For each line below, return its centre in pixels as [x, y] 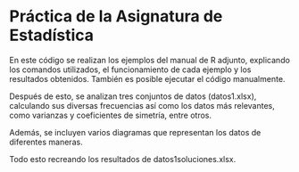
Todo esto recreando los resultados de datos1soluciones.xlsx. [123, 159]
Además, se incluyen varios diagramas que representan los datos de [135, 132]
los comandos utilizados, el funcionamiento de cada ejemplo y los [130, 70]
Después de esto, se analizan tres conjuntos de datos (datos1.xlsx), [133, 96]
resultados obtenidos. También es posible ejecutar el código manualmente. [147, 78]
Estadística [52, 35]
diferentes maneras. [46, 142]
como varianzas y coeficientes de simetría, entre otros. [111, 115]
